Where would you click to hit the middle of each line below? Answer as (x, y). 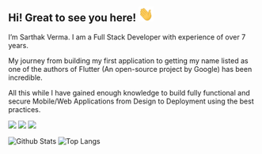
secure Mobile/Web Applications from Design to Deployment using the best (131, 101)
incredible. (25, 77)
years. (19, 45)
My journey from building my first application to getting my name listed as (128, 60)
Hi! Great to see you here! (72, 18)
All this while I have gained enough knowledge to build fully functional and (129, 92)
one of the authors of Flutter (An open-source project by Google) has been (130, 69)
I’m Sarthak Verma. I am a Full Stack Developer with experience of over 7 (127, 37)
